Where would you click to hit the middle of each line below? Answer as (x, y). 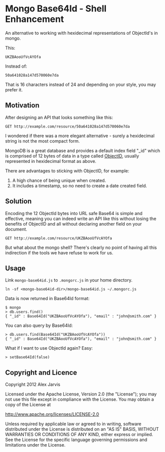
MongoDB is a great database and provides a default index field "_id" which (83, 151)
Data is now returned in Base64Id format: (47, 299)
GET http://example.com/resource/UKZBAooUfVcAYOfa (59, 238)
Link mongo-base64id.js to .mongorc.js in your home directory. (69, 280)
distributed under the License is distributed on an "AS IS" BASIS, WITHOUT (82, 429)
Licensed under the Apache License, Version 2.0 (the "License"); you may (81, 394)
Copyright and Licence (41, 372)
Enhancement (35, 19)
